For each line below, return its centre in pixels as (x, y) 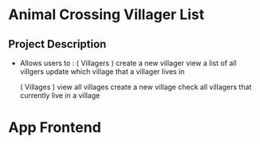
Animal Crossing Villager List (106, 15)
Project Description (57, 44)
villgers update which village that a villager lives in (102, 72)
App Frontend (55, 128)
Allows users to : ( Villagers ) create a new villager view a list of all (128, 63)
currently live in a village (60, 95)
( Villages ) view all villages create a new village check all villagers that (136, 87)
